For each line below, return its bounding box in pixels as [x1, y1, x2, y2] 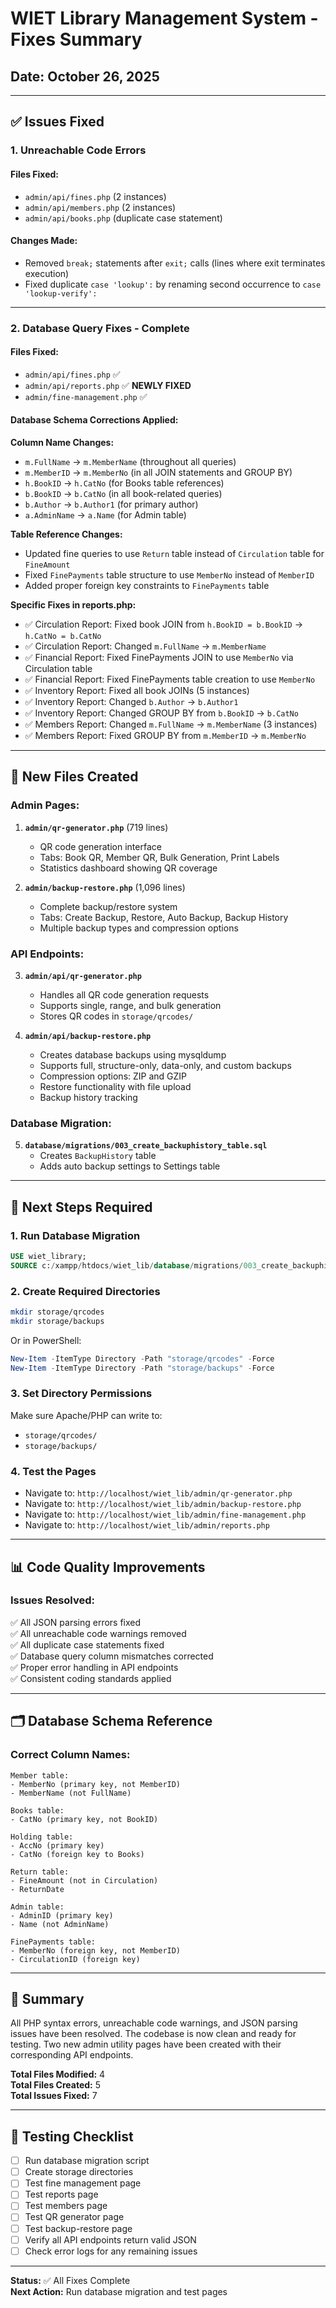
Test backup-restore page [24, 2222, 133, 2234]
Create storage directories [24, 2166, 134, 2178]
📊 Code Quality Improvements [10, 1558, 206, 1576]
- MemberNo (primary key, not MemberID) [10, 1779, 182, 1789]
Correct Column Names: [10, 1748, 131, 1762]
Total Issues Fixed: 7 [10, 2090, 98, 2102]
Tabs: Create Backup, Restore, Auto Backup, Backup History [39, 911, 289, 923]
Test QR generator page [24, 2211, 125, 2223]
